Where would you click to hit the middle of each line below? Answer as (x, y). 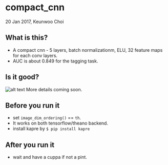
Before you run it (33, 105)
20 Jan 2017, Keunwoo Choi (35, 22)
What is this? (27, 38)
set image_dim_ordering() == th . (47, 118)
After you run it (30, 145)
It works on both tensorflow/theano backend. (60, 123)
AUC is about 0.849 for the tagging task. (55, 61)
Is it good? (22, 77)
